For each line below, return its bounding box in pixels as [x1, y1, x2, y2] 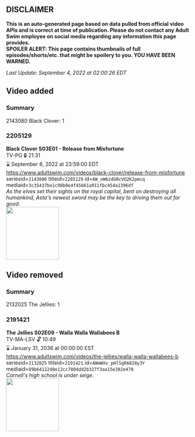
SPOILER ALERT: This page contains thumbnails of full [6, 45, 141, 52]
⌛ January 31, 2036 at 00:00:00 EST [6, 344, 95, 351]
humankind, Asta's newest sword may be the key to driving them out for [6, 194, 180, 201]
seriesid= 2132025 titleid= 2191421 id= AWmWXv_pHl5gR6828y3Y [6, 359, 145, 366]
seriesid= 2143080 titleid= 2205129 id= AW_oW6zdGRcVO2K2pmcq [6, 175, 145, 182]
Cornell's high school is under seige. [6, 371, 94, 378]
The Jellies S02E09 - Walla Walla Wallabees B [6, 329, 120, 336]
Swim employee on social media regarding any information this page [6, 32, 177, 40]
